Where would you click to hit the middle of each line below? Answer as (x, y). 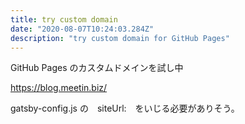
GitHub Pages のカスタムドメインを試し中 (97, 68)
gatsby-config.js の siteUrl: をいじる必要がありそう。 (125, 108)
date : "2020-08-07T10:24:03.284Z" (82, 29)
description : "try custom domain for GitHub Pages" (120, 38)
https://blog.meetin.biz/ (59, 88)
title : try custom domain (64, 19)
